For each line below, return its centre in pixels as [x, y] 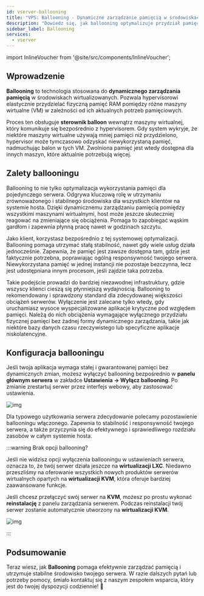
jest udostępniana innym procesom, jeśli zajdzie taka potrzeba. [85, 270]
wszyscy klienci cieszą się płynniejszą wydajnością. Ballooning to [88, 289]
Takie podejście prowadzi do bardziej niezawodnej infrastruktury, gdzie [96, 282]
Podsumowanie [36, 552]
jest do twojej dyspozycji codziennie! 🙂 [55, 586]
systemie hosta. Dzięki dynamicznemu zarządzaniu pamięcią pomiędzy [96, 207]
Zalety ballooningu [43, 173]
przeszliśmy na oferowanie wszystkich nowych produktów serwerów [93, 472]
